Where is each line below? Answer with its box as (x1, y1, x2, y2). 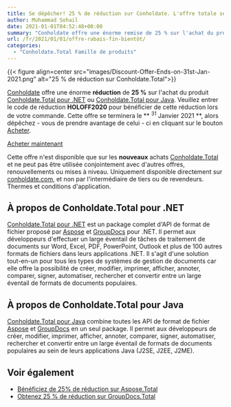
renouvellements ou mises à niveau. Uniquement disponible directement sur (7, 167, 223, 176)
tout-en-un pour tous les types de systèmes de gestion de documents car (7, 257, 217, 266)
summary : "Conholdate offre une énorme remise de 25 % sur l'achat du (7, 29, 214, 37)
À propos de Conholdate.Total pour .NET (7, 201, 184, 214)
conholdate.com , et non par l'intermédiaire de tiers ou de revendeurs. (7, 175, 204, 183)
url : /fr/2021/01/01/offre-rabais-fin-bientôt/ (7, 36, 146, 43)
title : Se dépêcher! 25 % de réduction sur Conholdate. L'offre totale (7, 10, 217, 17)
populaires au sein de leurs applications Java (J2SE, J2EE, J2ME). (7, 346, 195, 355)
